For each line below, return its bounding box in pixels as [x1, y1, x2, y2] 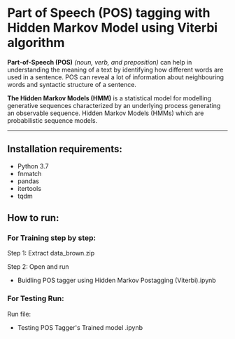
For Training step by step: [7, 233, 97, 243]
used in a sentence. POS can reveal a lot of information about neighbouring [7, 72, 225, 81]
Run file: [7, 310, 31, 318]
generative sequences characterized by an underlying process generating [7, 101, 221, 109]
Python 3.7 [17, 161, 49, 170]
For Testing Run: [7, 293, 64, 303]
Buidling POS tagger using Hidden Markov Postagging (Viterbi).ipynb [17, 276, 217, 285]
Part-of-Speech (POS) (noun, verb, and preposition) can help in [7, 58, 192, 66]
